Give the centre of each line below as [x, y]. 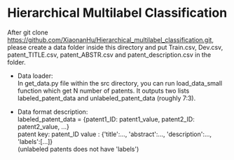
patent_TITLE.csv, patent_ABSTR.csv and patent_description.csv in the [109, 55]
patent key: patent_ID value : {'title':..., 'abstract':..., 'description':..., [115, 134]
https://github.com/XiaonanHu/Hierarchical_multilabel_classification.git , [110, 39]
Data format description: [53, 112]
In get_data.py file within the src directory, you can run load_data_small [120, 83]
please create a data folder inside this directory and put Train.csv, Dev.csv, [115, 47]
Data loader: [35, 76]
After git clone [28, 32]
